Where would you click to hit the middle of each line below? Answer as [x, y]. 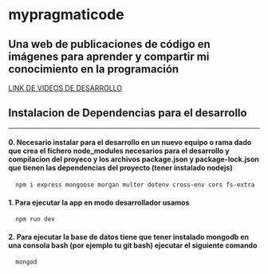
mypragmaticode [67, 15]
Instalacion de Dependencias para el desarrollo [128, 113]
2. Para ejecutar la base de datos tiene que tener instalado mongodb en [129, 237]
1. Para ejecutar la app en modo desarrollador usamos [99, 202]
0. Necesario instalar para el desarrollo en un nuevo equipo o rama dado [130, 143]
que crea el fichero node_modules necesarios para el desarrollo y [119, 151]
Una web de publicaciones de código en [110, 44]
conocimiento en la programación [94, 69]
